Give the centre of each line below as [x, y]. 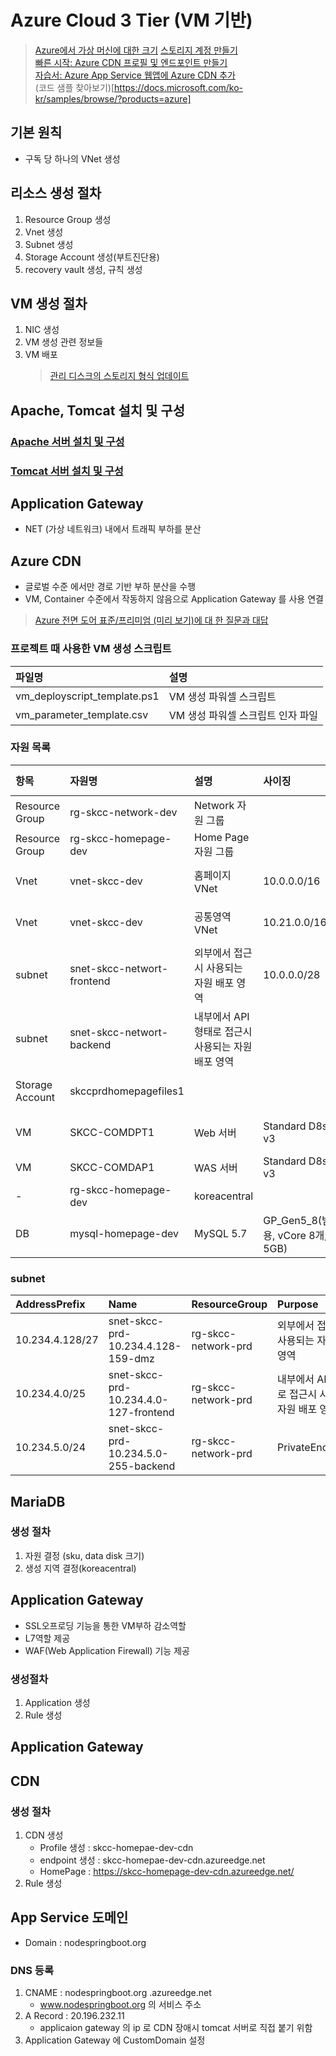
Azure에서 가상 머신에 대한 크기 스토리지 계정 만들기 [136, 50]
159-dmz [131, 1359]
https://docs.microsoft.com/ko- [179, 87]
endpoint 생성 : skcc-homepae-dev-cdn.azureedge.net [152, 1860]
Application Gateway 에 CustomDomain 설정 [115, 2040]
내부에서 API [221, 1016]
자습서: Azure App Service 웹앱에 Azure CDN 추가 [135, 75]
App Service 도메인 [69, 1917]
